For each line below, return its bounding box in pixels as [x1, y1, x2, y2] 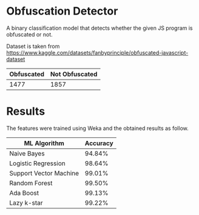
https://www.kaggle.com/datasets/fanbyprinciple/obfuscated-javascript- [6, 49, 189, 56]
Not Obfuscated [50, 70, 98, 78]
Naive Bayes [9, 149, 45, 157]
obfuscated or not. [6, 30, 53, 38]
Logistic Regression [9, 159, 66, 168]
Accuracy [84, 138, 113, 147]
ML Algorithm [24, 138, 65, 147]
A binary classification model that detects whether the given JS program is [6, 24, 193, 32]
